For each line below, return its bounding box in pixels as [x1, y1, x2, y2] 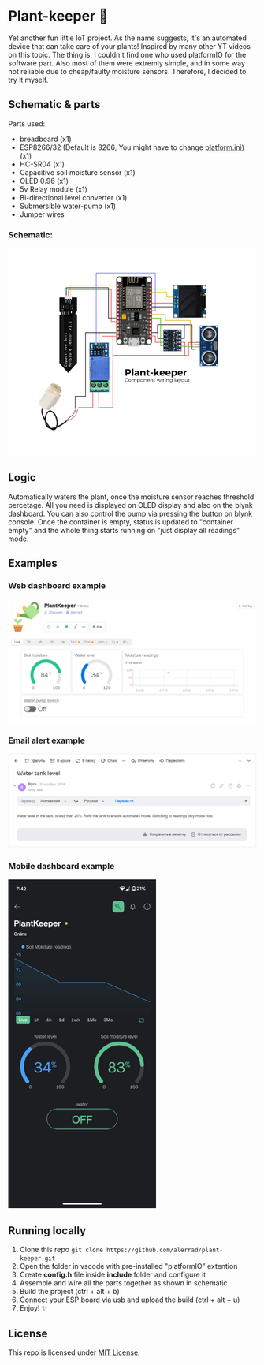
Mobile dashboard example [8, 861, 115, 872]
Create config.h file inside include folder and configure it [19, 1270, 206, 1280]
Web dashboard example [8, 580, 106, 591]
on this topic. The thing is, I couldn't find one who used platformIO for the [8, 50, 247, 59]
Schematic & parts [8, 98, 101, 111]
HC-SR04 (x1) [19, 159, 65, 169]
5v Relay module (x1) [19, 185, 88, 194]
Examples [8, 557, 58, 570]
